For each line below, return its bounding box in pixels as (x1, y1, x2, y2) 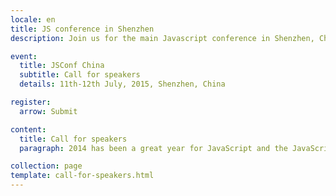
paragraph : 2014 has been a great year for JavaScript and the (19, 143, 288, 153)
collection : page (10, 161, 83, 171)
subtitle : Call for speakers (19, 70, 141, 80)
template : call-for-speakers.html (10, 171, 155, 181)
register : (10, 97, 52, 107)
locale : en (10, 14, 56, 25)
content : (10, 124, 47, 135)
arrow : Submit (19, 106, 78, 116)
